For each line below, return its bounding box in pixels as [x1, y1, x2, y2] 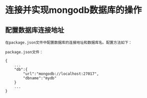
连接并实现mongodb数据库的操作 [5, 4, 142, 16]
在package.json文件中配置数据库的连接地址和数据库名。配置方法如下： [5, 40, 132, 45]
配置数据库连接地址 [5, 26, 64, 34]
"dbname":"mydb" [23, 76, 57, 81]
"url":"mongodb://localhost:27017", [23, 71, 99, 76]
